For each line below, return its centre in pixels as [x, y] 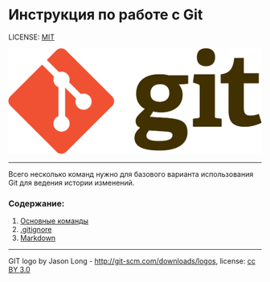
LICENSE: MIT [31, 37]
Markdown [38, 238]
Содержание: [37, 204]
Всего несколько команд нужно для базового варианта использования [131, 174]
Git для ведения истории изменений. [72, 183]
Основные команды [54, 221]
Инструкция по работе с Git [106, 15]
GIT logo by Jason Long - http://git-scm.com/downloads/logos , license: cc [132, 261]
